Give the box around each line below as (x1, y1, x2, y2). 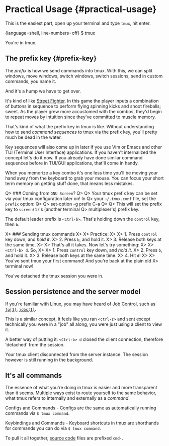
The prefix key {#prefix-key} (5, 54, 97, 63)
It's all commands (5, 371, 62, 380)
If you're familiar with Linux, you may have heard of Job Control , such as (5, 301, 156, 307)
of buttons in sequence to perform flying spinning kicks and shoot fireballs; (5, 103, 161, 109)
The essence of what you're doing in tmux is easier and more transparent (5, 385, 157, 391)
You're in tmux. (5, 39, 37, 46)
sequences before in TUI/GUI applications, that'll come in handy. (5, 160, 139, 166)
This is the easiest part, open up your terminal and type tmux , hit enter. (5, 20, 151, 26)
